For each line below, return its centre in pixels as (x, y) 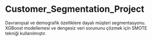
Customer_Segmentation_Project (75, 9)
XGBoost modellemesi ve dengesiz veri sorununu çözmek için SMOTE (76, 28)
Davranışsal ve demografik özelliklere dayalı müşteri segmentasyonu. (75, 23)
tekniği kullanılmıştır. (26, 33)
